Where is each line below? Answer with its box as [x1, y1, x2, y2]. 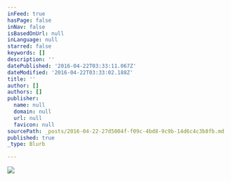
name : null [13, 102, 46, 109]
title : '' [7, 75, 37, 83]
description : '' [7, 56, 55, 63]
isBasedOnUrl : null [7, 29, 65, 37]
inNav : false [7, 23, 46, 30]
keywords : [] [7, 50, 46, 57]
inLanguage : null [7, 36, 58, 43]
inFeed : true [7, 10, 46, 18]
